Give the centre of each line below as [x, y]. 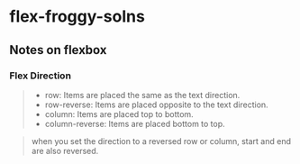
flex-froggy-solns [77, 17]
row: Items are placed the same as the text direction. [142, 95]
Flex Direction [41, 76]
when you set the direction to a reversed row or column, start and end [161, 141]
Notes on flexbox [58, 50]
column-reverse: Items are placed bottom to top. [135, 123]
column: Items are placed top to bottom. [119, 114]
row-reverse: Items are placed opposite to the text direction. [156, 105]
